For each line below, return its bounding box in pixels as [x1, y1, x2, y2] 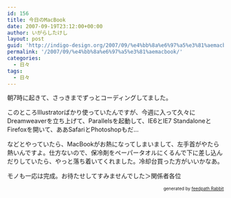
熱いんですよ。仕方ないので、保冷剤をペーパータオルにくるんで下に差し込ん [7, 148, 223, 157]
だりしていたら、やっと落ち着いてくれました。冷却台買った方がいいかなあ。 [7, 157, 223, 166]
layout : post [7, 36, 45, 43]
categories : [7, 55, 41, 62]
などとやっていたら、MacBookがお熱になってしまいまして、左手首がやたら [7, 140, 220, 148]
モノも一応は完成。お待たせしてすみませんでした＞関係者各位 [7, 172, 181, 180]
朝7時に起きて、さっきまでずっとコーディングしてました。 [7, 93, 173, 102]
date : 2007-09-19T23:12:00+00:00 [7, 23, 103, 30]
